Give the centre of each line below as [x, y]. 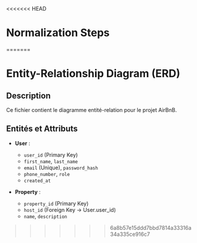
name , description [45, 216]
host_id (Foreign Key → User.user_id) [70, 209]
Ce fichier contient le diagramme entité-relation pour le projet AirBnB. [92, 110]
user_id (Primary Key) [51, 154]
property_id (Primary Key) [56, 203]
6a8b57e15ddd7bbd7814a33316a [151, 227]
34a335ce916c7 [130, 234]
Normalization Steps [58, 33]
